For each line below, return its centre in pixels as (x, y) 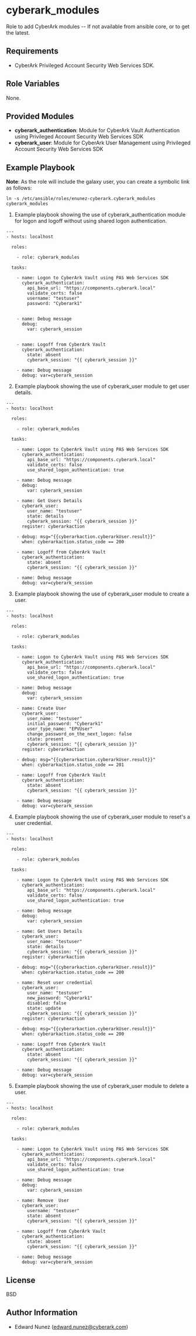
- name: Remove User (43, 1200)
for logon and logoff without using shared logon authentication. (91, 221)
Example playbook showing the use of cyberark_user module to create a (102, 594)
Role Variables (33, 84)
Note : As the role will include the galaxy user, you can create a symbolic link (98, 182)
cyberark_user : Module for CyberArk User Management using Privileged (102, 143)
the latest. (18, 32)
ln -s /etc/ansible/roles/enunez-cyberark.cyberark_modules (81, 199)
